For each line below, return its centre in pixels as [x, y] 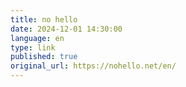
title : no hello [44, 19]
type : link [33, 47]
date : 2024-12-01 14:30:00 [66, 29]
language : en [37, 38]
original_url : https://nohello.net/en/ [93, 66]
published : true [44, 57]
